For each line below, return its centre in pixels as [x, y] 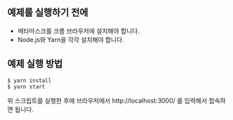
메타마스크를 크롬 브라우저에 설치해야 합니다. [79, 31]
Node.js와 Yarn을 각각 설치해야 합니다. [71, 39]
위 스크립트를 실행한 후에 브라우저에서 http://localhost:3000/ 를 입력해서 [107, 100]
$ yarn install [29, 80]
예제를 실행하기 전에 [48, 13]
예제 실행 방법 [35, 64]
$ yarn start [26, 86]
